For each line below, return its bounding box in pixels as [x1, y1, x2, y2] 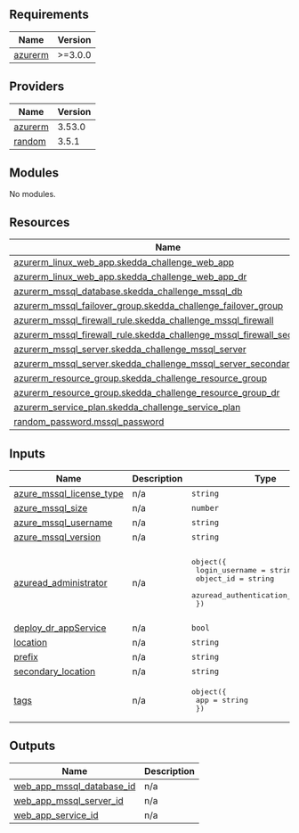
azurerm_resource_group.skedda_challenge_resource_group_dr [13, 387, 280, 400]
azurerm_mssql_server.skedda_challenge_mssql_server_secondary [13, 358, 295, 370]
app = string [195, 696, 249, 705]
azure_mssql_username [13, 516, 113, 529]
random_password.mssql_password [13, 416, 165, 428]
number [190, 503, 220, 514]
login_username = [195, 565, 266, 574]
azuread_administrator [13, 576, 108, 589]
